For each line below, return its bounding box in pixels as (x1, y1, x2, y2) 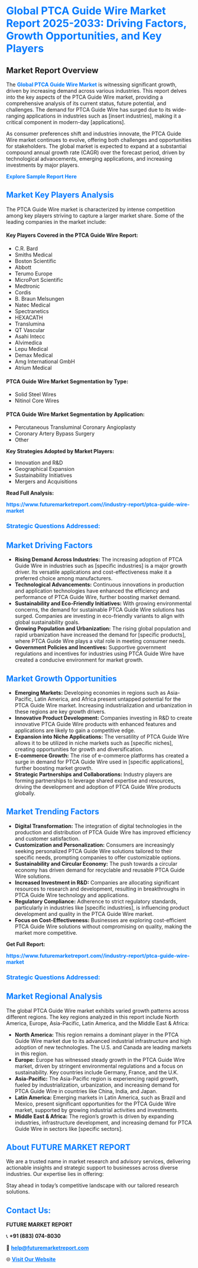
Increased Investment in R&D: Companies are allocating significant (14, 879, 180, 886)
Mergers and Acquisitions (14, 478, 78, 485)
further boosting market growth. (14, 764, 93, 772)
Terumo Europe (14, 270, 53, 277)
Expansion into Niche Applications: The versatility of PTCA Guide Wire (14, 733, 189, 740)
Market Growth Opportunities (6, 674, 117, 684)
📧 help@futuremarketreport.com (6, 1244, 89, 1251)
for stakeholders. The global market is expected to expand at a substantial (6, 143, 187, 149)
